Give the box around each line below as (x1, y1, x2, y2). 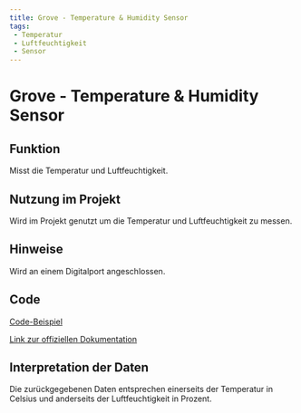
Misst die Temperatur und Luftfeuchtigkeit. (9, 165, 169, 177)
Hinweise (9, 242, 63, 257)
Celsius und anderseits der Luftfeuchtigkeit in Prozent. (9, 393, 212, 404)
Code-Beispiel (9, 316, 63, 327)
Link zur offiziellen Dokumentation (9, 333, 138, 344)
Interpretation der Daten (9, 360, 150, 375)
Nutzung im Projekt (9, 191, 121, 206)
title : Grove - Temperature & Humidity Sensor (9, 13, 189, 23)
